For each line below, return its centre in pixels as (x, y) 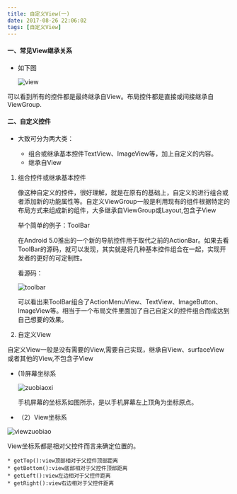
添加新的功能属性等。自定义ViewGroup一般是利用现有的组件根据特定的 (127, 201)
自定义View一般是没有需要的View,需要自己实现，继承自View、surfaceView (116, 349)
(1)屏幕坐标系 (37, 373)
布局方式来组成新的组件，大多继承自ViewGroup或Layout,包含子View (117, 210)
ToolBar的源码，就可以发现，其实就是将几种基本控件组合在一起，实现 (119, 249)
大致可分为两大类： (46, 138)
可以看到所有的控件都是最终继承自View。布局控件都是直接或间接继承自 (111, 96)
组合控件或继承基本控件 (52, 177)
